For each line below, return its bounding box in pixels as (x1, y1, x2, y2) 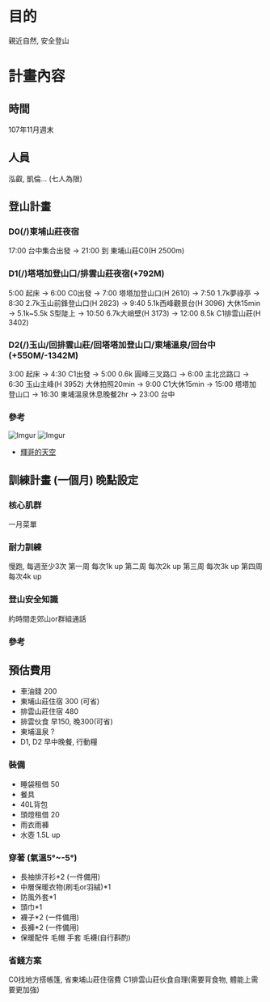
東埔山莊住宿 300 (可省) (19, 697, 100, 707)
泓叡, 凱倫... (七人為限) (8, 173, 83, 183)
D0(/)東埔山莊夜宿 (8, 226, 79, 237)
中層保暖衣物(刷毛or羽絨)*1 (19, 881, 112, 891)
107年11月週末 (8, 125, 54, 134)
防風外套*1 (19, 892, 57, 902)
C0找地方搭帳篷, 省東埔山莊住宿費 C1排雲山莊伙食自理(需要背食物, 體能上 (8, 974, 251, 984)
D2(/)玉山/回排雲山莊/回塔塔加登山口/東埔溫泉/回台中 (8, 339, 216, 350)
